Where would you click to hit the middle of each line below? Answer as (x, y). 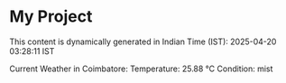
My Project (51, 17)
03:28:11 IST (32, 51)
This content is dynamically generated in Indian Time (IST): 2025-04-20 (143, 41)
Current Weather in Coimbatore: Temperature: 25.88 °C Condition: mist (141, 69)
